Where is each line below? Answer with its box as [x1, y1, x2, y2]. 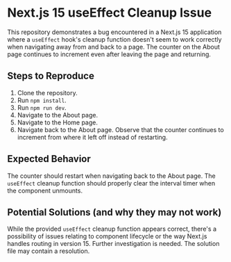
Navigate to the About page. [17, 110, 99, 119]
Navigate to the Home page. [17, 118, 99, 126]
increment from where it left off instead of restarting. [17, 133, 168, 141]
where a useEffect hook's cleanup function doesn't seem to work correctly [7, 35, 222, 43]
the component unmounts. [7, 186, 83, 195]
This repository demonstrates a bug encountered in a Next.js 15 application [7, 28, 222, 36]
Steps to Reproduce [7, 70, 95, 82]
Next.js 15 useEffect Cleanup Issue [7, 5, 212, 21]
